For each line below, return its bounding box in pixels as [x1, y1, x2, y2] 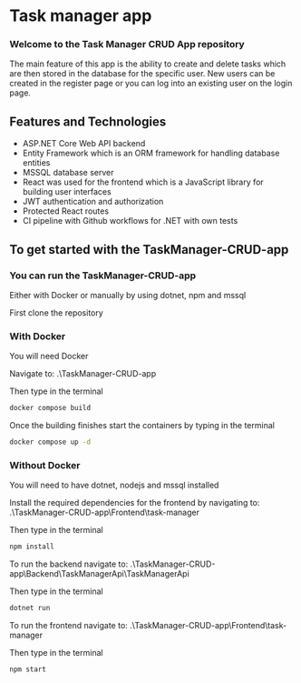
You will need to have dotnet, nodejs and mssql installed [9, 479, 219, 491]
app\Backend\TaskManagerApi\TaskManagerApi [9, 568, 190, 579]
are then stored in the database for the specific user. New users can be [9, 68, 276, 79]
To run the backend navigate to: [9, 558, 129, 569]
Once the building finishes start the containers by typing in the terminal [9, 420, 275, 431]
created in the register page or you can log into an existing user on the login [9, 78, 293, 89]
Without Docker [9, 458, 81, 471]
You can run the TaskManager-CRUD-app [9, 269, 197, 282]
